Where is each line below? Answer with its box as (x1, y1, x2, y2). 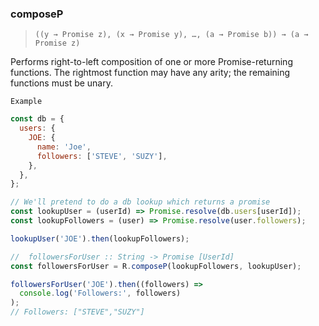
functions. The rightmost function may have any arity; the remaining (10, 67, 291, 79)
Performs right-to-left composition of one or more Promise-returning (10, 56, 293, 68)
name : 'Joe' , (36, 142, 92, 152)
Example (10, 97, 43, 107)
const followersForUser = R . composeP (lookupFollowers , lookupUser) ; (10, 261, 302, 271)
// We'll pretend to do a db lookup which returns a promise (10, 197, 271, 207)
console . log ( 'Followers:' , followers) (19, 288, 182, 299)
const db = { (10, 114, 65, 124)
